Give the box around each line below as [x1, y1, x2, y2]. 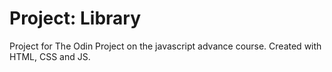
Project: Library [9, 7, 142, 30]
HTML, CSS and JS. [9, 50, 91, 62]
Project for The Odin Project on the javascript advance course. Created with [9, 40, 322, 52]
